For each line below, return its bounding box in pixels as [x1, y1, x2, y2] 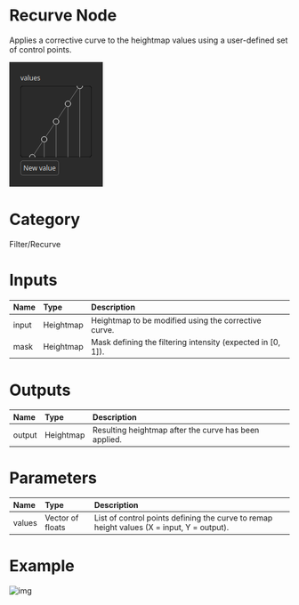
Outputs [9, 380, 71, 400]
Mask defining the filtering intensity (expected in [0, [91, 336, 281, 347]
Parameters [9, 468, 98, 488]
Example [9, 555, 75, 576]
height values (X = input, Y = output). [93, 522, 230, 533]
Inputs [9, 270, 58, 290]
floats [44, 522, 66, 533]
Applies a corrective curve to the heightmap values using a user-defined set [9, 35, 288, 45]
